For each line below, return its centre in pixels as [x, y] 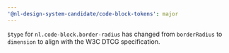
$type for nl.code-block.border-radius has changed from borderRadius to [115, 34]
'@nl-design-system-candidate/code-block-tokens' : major [93, 14]
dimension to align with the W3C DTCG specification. [84, 41]
